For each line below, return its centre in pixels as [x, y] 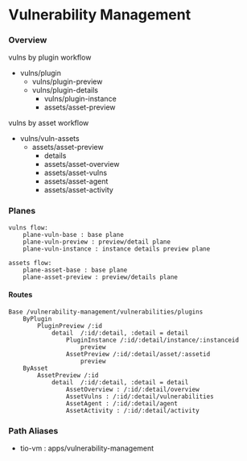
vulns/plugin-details [65, 90]
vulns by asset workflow [49, 123]
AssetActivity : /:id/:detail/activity [132, 410]
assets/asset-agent [76, 181]
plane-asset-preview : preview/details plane [101, 277]
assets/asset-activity [79, 190]
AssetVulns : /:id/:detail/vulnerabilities [140, 397]
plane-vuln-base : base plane [74, 235]
